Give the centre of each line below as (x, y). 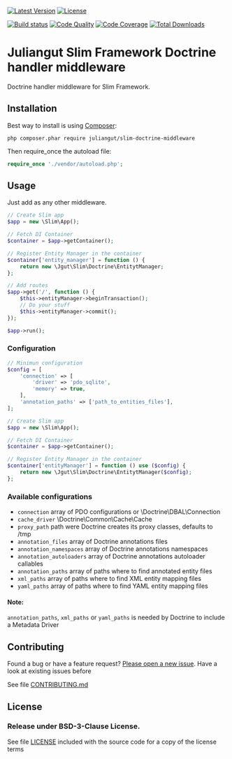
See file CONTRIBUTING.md (48, 685)
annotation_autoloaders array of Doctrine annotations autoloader (111, 557)
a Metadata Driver (33, 625)
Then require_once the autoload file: (59, 151)
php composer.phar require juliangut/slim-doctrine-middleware (101, 138)
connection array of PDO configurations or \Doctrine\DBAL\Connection (119, 512)
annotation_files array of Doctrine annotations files (92, 542)
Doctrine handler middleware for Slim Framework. (79, 87)
